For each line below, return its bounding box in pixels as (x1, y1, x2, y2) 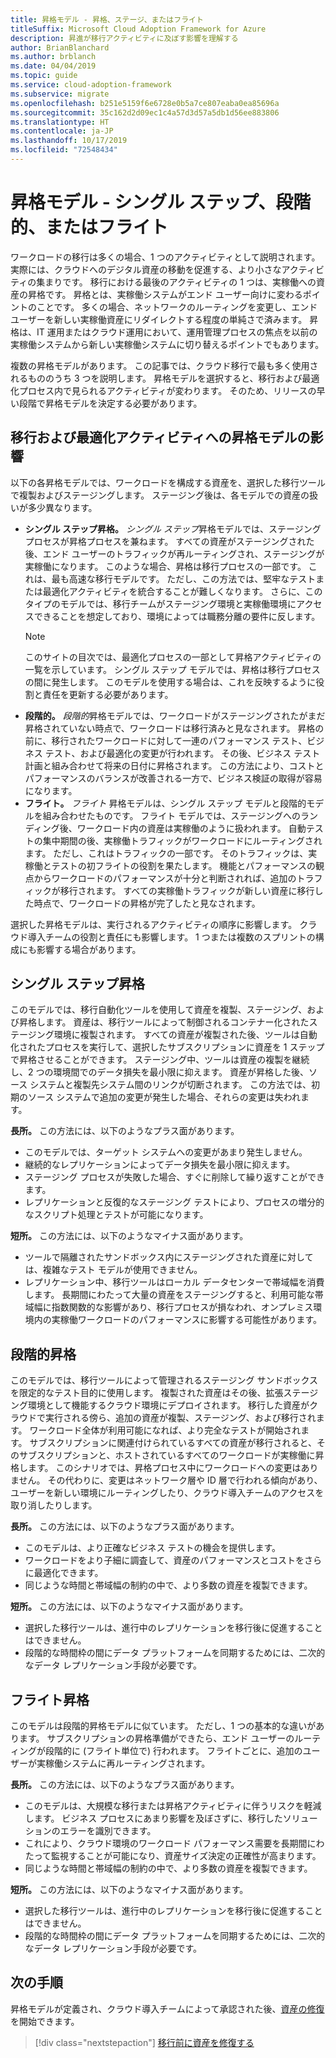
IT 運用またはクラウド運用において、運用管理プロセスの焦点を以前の (36, 326, 318, 338)
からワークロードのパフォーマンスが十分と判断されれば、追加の (33, 872, 297, 884)
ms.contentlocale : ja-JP (10, 126, 114, 136)
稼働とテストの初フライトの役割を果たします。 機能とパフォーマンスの (24, 859, 317, 871)
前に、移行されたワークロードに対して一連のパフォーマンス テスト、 (24, 734, 308, 746)
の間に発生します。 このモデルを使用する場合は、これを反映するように (24, 676, 317, 688)
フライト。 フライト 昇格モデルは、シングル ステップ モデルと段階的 (24, 797, 307, 809)
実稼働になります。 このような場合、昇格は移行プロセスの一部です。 (24, 560, 307, 572)
